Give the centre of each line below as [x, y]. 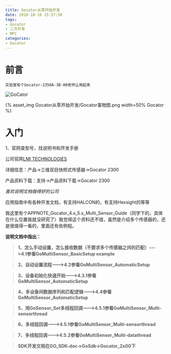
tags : [11, 19]
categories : [18, 39]
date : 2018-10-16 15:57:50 [34, 15]
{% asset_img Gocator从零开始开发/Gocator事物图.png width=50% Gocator [84, 105]
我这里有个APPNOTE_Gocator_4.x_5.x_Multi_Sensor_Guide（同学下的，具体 [84, 213]
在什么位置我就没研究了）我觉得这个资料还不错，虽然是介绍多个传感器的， [83, 219]
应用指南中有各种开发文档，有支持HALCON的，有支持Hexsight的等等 [78, 202]
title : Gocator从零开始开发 [33, 10]
